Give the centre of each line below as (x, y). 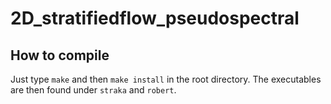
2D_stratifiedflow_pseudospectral (155, 18)
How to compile (60, 55)
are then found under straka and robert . (93, 90)
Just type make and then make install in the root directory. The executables (166, 79)
